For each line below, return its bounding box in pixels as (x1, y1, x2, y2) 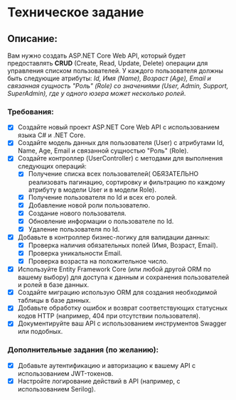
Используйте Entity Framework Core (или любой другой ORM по (17, 265, 211, 274)
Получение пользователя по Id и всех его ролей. (28, 193, 177, 201)
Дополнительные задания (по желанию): (7, 345, 159, 355)
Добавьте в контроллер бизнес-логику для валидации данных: (17, 232, 210, 242)
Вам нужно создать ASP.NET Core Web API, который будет (7, 51, 186, 60)
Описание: (7, 33, 58, 45)
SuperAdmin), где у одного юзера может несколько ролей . (7, 90, 186, 97)
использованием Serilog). (17, 384, 96, 393)
